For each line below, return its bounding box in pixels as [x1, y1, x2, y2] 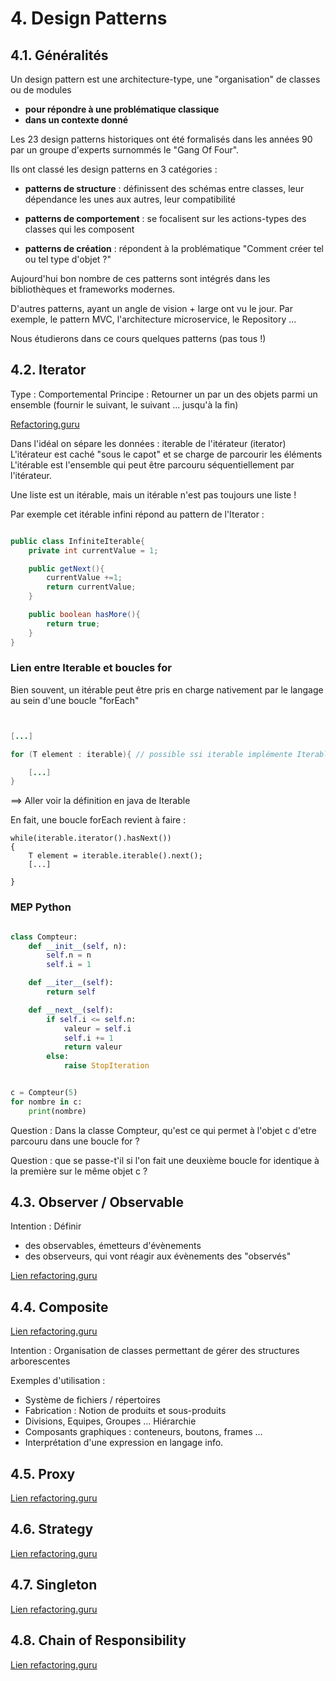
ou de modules [10, 84, 72, 96]
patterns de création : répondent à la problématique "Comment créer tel [24, 243, 325, 254]
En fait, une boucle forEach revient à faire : [10, 814, 187, 826]
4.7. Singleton [10, 1577, 98, 1594]
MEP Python [10, 900, 72, 914]
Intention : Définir [10, 1220, 82, 1232]
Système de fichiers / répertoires [24, 1394, 161, 1406]
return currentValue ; [46, 582, 137, 592]
